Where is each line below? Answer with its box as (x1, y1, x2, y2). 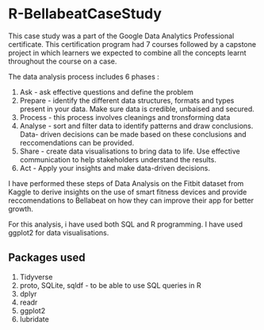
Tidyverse (19, 272, 53, 281)
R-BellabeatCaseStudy (8, 5, 163, 23)
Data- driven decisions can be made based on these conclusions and (19, 129, 247, 139)
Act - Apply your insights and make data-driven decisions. (19, 163, 210, 173)
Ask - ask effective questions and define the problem (19, 87, 194, 96)
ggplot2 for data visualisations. (8, 227, 109, 237)
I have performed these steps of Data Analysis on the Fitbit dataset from (8, 178, 244, 188)
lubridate (19, 314, 49, 324)
